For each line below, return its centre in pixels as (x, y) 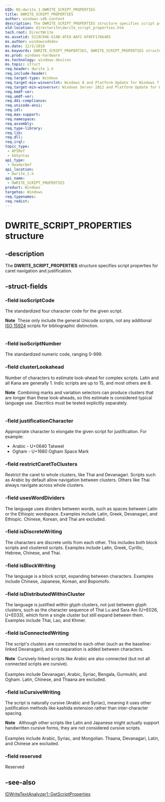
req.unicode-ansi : (24, 105)
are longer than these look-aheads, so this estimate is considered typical (79, 397)
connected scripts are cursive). (37, 664)
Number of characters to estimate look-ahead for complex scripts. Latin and (82, 378)
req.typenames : (21, 197)
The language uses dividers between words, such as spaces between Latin (81, 509)
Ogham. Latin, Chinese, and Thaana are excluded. (56, 679)
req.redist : (17, 201)
